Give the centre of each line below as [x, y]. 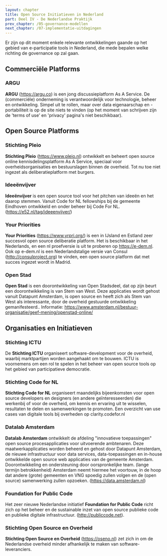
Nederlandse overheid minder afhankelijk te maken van [62, 544]
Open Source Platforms [42, 131]
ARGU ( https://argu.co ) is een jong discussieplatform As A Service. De [78, 94]
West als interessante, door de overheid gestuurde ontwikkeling [71, 302]
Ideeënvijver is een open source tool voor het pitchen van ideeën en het [80, 196]
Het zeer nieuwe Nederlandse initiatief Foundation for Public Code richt [79, 504]
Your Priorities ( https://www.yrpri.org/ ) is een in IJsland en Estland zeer [79, 236]
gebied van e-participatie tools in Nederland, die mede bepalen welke [77, 48]
